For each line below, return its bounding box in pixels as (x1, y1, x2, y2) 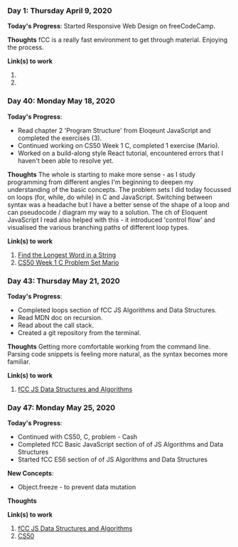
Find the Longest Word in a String (17, 250, 117, 259)
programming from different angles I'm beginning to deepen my (7, 177, 194, 186)
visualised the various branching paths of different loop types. (7, 223, 190, 231)
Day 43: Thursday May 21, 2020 (7, 276, 121, 286)
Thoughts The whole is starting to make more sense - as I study (7, 170, 196, 179)
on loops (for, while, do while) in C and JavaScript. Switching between (7, 193, 213, 201)
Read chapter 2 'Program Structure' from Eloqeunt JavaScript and (17, 126, 211, 134)
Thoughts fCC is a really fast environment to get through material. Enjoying (7, 36, 228, 44)
